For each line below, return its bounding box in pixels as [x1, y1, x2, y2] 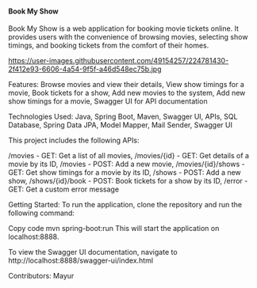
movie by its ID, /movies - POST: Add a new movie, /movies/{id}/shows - [8, 159, 245, 169]
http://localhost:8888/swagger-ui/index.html [8, 256, 153, 265]
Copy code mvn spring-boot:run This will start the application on [8, 224, 220, 233]
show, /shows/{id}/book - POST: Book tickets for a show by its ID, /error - [8, 176, 248, 186]
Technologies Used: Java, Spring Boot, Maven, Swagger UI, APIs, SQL [8, 112, 238, 122]
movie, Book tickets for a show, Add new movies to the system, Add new [8, 88, 246, 98]
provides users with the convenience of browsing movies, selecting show [8, 32, 248, 42]
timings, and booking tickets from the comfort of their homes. [8, 40, 209, 51]
